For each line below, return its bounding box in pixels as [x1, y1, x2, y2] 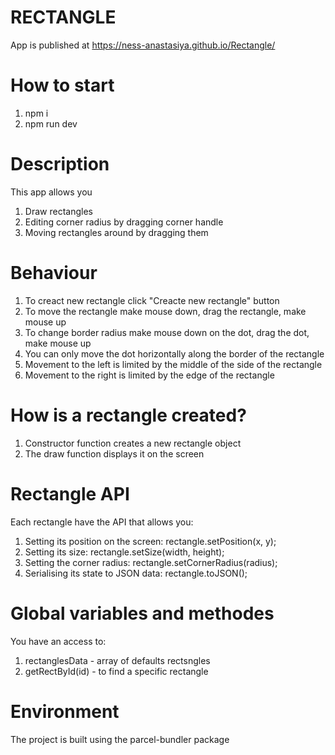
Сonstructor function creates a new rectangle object [24, 437, 242, 449]
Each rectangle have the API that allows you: [10, 516, 194, 528]
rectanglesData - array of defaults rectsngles [24, 654, 211, 666]
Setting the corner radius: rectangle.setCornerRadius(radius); [24, 556, 278, 568]
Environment [10, 700, 120, 723]
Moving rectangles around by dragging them [24, 226, 209, 238]
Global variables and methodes [10, 602, 275, 625]
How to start [10, 74, 115, 97]
